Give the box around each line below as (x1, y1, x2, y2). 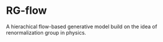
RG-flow (6, 4, 47, 17)
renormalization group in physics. (6, 29, 86, 36)
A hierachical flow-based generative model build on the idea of (6, 23, 157, 30)
